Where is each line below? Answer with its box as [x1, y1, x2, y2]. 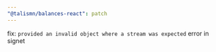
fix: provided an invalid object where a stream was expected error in [7, 29, 209, 37]
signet [7, 36, 26, 45]
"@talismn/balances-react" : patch [7, 10, 108, 17]
